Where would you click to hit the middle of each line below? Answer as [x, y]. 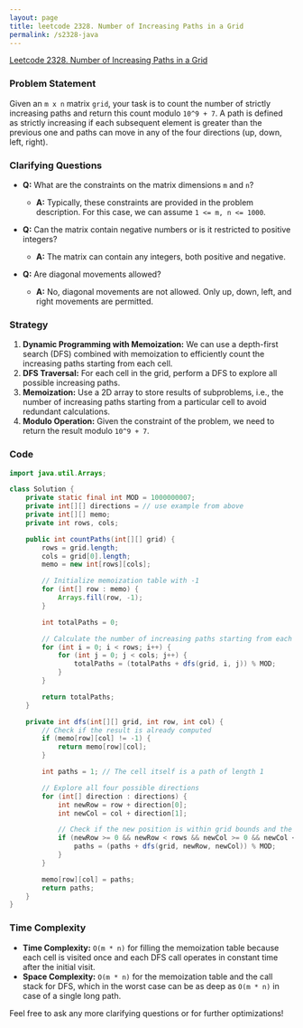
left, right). [29, 142]
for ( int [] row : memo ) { [91, 589]
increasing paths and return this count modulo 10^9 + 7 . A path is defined [147, 113]
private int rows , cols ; [72, 523]
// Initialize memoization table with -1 [121, 581]
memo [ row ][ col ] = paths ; [88, 879]
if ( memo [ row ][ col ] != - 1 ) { [96, 739]
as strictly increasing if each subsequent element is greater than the [136, 122]
